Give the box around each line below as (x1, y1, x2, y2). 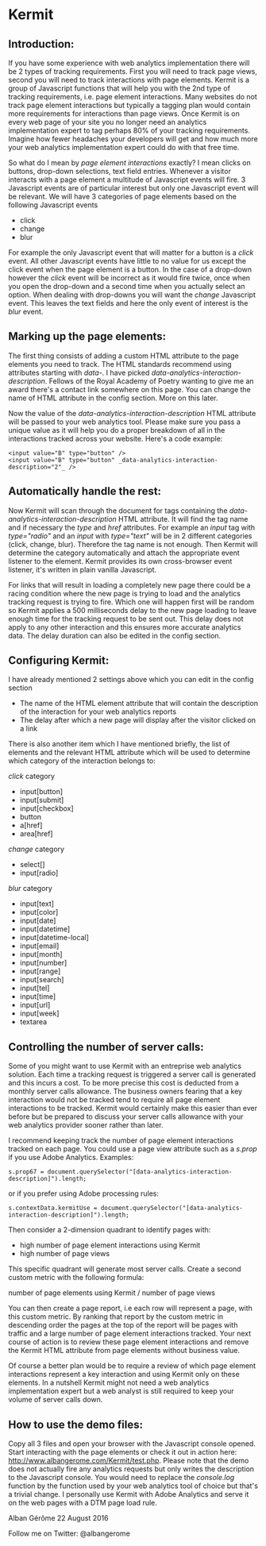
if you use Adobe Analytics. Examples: (8, 1153, 134, 1162)
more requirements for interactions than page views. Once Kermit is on (8, 109, 240, 118)
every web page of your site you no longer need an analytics (8, 118, 207, 126)
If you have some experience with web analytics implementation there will (8, 58, 250, 67)
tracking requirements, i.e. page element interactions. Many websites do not (8, 92, 258, 101)
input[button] (19, 787, 64, 796)
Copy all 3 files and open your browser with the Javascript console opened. (8, 1439, 256, 1448)
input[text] (19, 899, 54, 908)
